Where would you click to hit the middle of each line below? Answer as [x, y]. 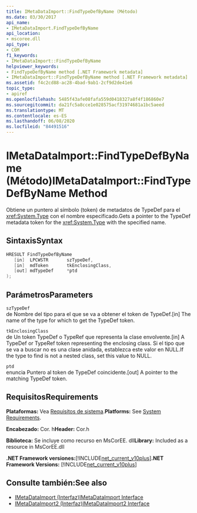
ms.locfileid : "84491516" [38, 127]
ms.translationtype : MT [35, 110]
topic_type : [21, 88]
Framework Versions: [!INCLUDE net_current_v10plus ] [71, 464]
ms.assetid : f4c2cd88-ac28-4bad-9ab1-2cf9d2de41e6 [69, 83]
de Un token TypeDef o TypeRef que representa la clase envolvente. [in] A [96, 337]
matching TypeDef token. [37, 379]
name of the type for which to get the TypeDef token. [71, 320]
